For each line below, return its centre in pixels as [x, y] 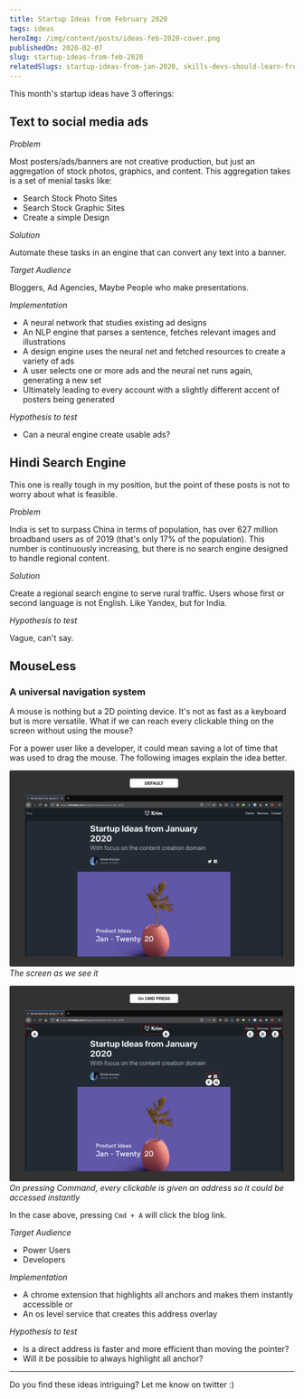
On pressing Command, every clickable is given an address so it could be [147, 1188]
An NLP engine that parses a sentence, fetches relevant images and [149, 332]
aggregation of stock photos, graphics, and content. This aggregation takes [150, 171]
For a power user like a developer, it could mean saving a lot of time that [144, 748]
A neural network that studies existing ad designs [114, 322]
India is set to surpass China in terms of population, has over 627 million [144, 529]
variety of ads [48, 361]
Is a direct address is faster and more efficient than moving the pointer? [156, 1349]
